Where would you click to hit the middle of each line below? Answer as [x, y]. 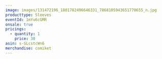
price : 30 [25, 39]
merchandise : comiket [28, 48]
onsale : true [19, 24]
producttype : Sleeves [28, 15]
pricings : [16, 29]
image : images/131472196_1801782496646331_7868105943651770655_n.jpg [81, 10]
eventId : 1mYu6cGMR [26, 19]
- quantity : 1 [25, 34]
